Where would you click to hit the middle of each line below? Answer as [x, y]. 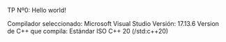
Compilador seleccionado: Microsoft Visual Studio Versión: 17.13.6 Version [113, 23]
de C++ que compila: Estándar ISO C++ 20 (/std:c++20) [88, 31]
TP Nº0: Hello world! [37, 10]
